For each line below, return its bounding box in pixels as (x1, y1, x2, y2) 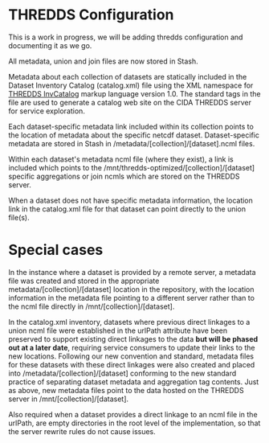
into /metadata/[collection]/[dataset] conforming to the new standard (8, 368, 237, 378)
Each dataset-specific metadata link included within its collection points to (8, 121, 255, 131)
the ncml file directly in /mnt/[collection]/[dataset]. (8, 301, 175, 311)
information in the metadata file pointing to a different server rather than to (8, 293, 255, 302)
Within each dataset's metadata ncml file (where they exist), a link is (8, 154, 234, 164)
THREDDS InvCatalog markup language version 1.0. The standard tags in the (8, 88, 261, 98)
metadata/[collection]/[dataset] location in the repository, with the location (8, 284, 255, 294)
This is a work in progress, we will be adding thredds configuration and (8, 32, 243, 42)
